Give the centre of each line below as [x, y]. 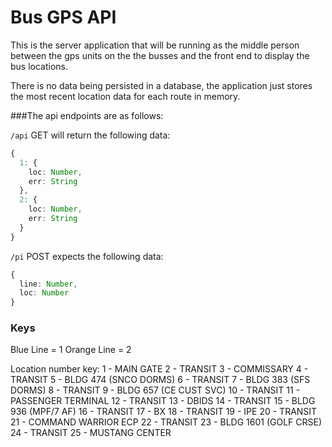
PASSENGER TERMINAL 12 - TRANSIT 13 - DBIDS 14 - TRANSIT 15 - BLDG [163, 401]
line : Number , [48, 284]
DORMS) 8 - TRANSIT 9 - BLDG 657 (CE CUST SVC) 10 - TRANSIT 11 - [155, 390]
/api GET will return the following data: [90, 135]
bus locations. [39, 66]
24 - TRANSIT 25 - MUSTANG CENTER [91, 433]
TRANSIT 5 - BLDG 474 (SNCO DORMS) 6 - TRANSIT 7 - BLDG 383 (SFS [160, 380]
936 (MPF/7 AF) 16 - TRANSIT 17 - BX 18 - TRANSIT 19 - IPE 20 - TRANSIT [164, 412]
